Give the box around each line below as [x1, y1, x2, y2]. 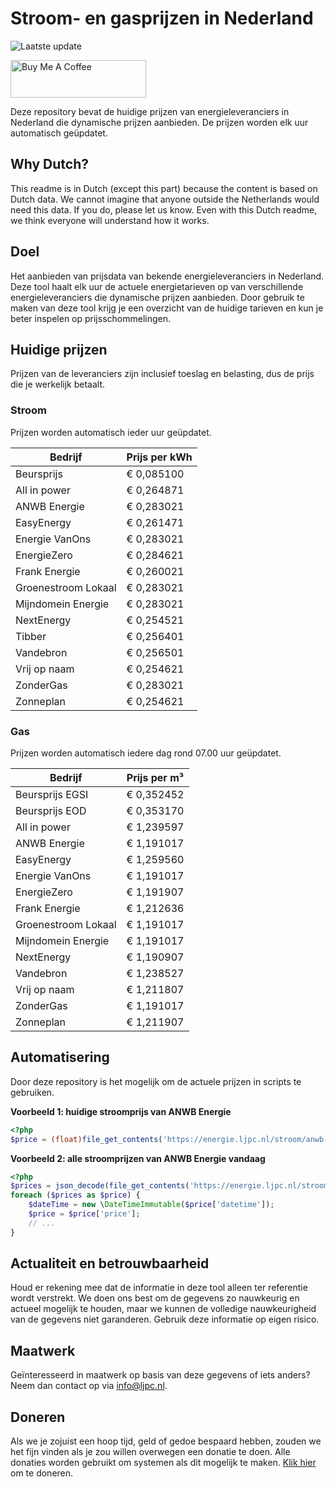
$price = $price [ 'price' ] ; [28, 1209, 141, 1219]
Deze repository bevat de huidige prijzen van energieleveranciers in [10, 105, 290, 117]
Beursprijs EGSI [15, 787, 89, 801]
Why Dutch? [10, 156, 90, 173]
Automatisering [10, 1049, 110, 1066]
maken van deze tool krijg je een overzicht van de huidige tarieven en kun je [10, 302, 324, 314]
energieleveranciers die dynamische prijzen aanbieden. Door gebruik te [10, 291, 305, 303]
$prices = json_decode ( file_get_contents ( [10, 1181, 190, 1191]
